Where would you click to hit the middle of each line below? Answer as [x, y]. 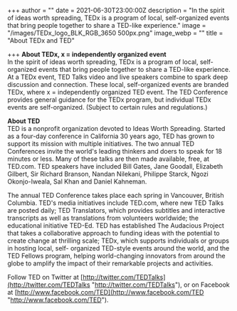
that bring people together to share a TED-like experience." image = [107, 25]
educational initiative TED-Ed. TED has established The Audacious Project [116, 226]
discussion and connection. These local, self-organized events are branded [118, 84]
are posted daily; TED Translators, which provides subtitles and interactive [116, 210]
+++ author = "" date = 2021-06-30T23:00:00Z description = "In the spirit [116, 10]
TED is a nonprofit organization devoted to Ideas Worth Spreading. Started [116, 128]
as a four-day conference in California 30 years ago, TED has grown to [111, 136]
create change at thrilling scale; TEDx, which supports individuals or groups [118, 241]
